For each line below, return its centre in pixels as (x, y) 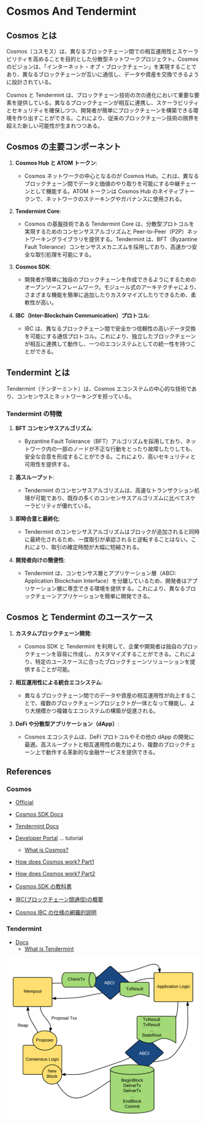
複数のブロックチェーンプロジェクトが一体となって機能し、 (115, 703)
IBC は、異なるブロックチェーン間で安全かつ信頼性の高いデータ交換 (110, 328)
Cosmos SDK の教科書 (44, 886)
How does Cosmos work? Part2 (55, 874)
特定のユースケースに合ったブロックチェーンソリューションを (113, 661)
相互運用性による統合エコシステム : (59, 682)
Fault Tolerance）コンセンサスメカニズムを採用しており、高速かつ (108, 247)
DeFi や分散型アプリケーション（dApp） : (67, 724)
